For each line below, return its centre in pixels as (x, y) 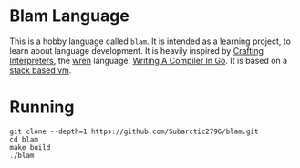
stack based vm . (41, 70)
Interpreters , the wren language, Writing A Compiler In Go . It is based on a (149, 60)
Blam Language (69, 16)
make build (30, 147)
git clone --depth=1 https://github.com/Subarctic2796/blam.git (134, 131)
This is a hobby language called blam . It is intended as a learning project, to (150, 41)
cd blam (24, 139)
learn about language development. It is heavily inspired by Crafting (137, 50)
